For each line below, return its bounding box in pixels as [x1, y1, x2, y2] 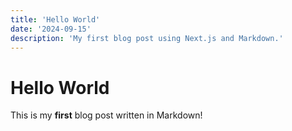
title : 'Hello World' [10, 14, 101, 25]
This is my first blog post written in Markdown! [10, 109, 203, 121]
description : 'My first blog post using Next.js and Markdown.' [10, 33, 284, 43]
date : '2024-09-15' [10, 24, 92, 34]
